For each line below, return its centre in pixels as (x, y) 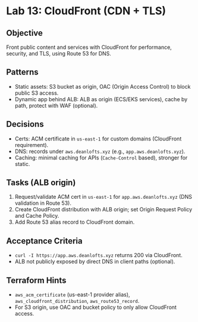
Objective (25, 33)
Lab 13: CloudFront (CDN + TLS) (86, 11)
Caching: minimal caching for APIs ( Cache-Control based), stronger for (101, 157)
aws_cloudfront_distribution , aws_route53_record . (77, 301)
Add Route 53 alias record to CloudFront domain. (75, 222)
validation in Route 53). (43, 203)
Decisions (25, 124)
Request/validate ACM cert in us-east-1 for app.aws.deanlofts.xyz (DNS (103, 197)
